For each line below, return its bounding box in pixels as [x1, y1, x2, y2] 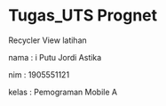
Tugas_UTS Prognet [8, 5, 157, 26]
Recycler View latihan [8, 35, 88, 45]
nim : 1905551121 [8, 69, 70, 80]
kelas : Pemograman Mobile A [8, 86, 117, 97]
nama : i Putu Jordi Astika [8, 52, 102, 62]
